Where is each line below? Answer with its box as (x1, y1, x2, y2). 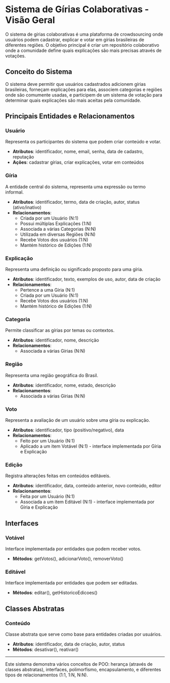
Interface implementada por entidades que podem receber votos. (5, 545, 142, 552)
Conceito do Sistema (5, 68, 72, 76)
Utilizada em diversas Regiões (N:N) (20, 231, 96, 237)
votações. (5, 52, 26, 59)
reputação (12, 154, 34, 160)
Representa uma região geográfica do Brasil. (5, 372, 99, 378)
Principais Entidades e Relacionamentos (5, 112, 135, 120)
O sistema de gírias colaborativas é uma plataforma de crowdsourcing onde (5, 31, 163, 37)
